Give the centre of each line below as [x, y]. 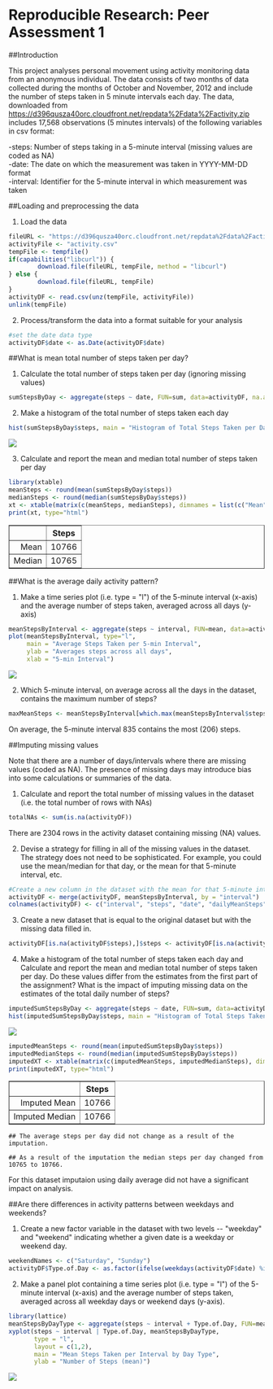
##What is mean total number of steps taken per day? [98, 358]
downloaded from [38, 105]
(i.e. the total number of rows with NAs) [86, 802]
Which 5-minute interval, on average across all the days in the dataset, [139, 690]
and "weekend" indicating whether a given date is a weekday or [127, 1238]
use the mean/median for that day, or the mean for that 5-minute [128, 866]
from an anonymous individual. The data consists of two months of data [129, 79]
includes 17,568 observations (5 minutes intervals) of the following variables [135, 122]
